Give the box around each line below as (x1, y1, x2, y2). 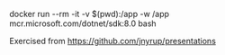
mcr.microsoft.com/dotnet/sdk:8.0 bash (9, 18, 157, 29)
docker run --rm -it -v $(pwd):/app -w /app (9, 9, 169, 19)
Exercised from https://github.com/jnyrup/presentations (9, 36, 216, 46)
